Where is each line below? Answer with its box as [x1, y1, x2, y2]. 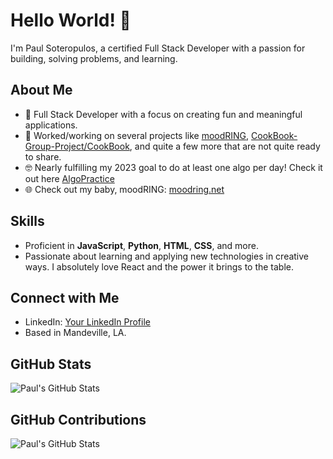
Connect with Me [10, 289, 120, 306]
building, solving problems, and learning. [10, 52, 178, 64]
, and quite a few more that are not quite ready [129, 140, 321, 152]
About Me [10, 82, 73, 99]
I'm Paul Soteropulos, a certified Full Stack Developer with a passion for [10, 42, 306, 54]
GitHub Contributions [10, 411, 147, 428]
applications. [24, 119, 78, 131]
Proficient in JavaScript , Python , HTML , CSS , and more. [24, 239, 259, 251]
